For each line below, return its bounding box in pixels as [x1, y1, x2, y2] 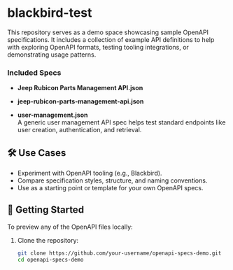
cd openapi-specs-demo [17, 256, 84, 263]
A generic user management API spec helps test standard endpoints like [17, 118, 226, 127]
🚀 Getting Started [7, 204, 85, 216]
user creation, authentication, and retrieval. [17, 126, 142, 134]
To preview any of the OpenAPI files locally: [7, 222, 133, 231]
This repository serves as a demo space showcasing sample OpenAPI [7, 28, 209, 36]
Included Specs [7, 68, 62, 78]
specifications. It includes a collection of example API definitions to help [7, 35, 215, 43]
